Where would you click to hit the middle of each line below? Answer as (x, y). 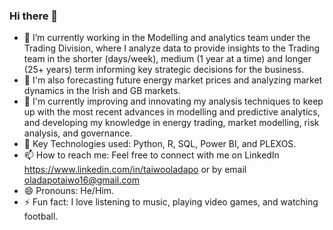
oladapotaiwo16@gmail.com (81, 180)
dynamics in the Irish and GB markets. (102, 91)
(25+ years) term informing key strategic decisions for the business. (164, 70)
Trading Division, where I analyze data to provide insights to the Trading (172, 48)
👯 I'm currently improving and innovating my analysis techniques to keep (173, 101)
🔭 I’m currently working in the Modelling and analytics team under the (167, 38)
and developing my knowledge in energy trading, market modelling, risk (171, 123)
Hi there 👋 (34, 16)
